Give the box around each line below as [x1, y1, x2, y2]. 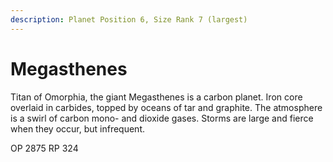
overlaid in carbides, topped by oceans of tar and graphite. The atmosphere [10, 101, 323, 113]
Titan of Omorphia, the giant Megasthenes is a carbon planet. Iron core [10, 91, 303, 103]
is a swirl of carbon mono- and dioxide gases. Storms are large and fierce [10, 112, 314, 124]
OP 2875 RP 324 [10, 142, 79, 154]
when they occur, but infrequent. [10, 122, 146, 135]
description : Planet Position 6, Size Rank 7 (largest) [10, 14, 248, 25]
